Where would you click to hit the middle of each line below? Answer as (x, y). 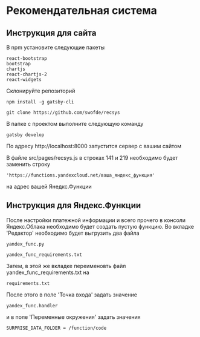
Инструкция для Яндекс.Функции (74, 205)
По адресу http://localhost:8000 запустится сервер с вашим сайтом (94, 146)
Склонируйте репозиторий (41, 91)
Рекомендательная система (82, 11)
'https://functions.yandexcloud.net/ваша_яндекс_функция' (81, 175)
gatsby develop (25, 135)
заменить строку (28, 164)
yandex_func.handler (32, 306)
